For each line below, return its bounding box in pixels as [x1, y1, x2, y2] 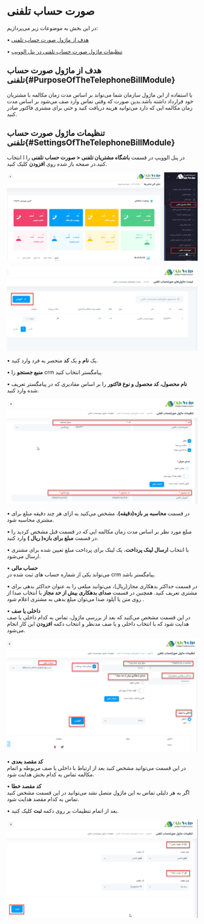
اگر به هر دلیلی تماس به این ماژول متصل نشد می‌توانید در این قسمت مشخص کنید [7, 789, 190, 797]
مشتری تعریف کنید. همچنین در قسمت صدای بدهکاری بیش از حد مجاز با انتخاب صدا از [7, 589, 197, 596]
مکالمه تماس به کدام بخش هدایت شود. [7, 771, 94, 778]
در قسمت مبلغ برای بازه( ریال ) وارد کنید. [7, 534, 99, 542]
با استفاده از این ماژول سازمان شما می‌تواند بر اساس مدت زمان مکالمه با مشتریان [7, 91, 193, 98]
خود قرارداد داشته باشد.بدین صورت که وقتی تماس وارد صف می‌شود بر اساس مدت [7, 97, 194, 104]
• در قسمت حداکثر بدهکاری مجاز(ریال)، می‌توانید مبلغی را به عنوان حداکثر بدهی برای [7, 582, 198, 589]
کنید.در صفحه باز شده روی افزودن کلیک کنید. [7, 160, 108, 168]
